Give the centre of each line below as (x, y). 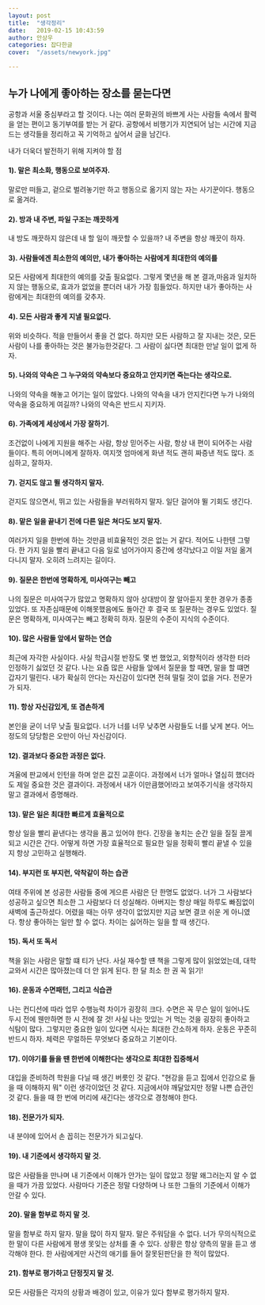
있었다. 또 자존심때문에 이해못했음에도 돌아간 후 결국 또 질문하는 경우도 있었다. (129, 608)
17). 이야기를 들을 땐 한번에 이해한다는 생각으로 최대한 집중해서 (104, 1058)
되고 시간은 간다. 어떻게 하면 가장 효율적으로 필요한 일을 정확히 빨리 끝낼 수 (123, 843)
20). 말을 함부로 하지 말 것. (49, 1215)
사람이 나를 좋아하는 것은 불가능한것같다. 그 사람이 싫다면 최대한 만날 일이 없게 (129, 345)
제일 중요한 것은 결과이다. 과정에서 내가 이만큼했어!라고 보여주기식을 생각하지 (134, 785)
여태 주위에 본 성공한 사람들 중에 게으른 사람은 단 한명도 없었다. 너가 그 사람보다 (131, 892)
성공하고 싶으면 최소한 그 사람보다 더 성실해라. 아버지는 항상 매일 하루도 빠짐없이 (132, 902)
